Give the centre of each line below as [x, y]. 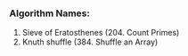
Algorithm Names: [50, 13]
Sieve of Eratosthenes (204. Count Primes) [101, 33]
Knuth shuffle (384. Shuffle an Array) [90, 42]
